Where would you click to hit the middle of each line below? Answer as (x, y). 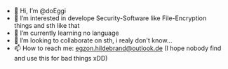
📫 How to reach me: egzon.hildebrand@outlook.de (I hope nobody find (118, 48)
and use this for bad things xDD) (61, 58)
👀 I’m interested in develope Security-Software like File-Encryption (110, 18)
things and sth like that (47, 25)
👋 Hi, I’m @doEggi (40, 11)
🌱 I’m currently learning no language (66, 33)
